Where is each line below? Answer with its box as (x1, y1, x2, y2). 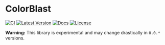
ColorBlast (5, 3, 51, 15)
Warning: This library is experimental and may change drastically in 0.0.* (5, 29, 161, 35)
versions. (5, 35, 25, 41)
